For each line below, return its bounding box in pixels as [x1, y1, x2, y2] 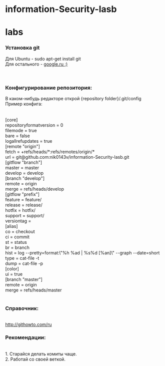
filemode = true [5, 127, 37, 133]
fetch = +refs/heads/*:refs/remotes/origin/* [5, 149, 95, 155]
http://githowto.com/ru [5, 321, 52, 327]
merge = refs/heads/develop [5, 186, 64, 192]
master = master [5, 164, 39, 171]
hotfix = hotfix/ [5, 207, 36, 213]
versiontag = [5, 218, 31, 224]
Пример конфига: [5, 101, 42, 107]
